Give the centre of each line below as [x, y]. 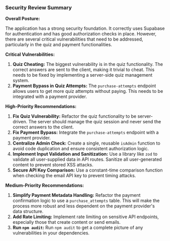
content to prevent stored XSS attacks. [53, 165]
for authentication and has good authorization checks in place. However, [81, 34]
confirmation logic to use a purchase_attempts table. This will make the [86, 201]
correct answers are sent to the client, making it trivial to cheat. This [83, 70]
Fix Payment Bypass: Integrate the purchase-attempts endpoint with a [86, 132]
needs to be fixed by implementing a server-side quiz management [82, 75]
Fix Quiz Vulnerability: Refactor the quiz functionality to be [74, 116]
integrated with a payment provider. [50, 97]
